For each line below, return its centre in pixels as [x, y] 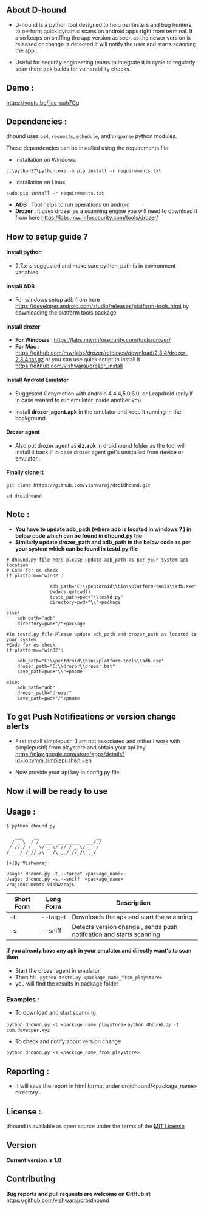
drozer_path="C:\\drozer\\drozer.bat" [66, 666]
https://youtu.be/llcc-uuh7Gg [43, 102]
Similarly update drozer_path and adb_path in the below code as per [103, 542]
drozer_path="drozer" [44, 693]
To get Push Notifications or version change [91, 717]
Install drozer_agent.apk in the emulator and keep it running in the [98, 412]
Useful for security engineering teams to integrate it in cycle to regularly [105, 62]
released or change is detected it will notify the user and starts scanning [105, 44]
